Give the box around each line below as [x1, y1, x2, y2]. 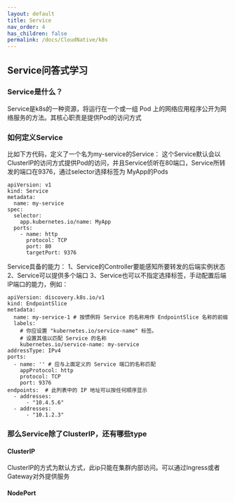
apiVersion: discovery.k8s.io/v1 [7, 294, 105, 301]
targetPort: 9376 [25, 249, 77, 257]
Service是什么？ [7, 87, 63, 97]
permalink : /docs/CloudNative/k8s [7, 37, 109, 44]
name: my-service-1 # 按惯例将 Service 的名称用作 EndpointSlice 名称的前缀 [13, 314, 228, 321]
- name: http [20, 231, 58, 238]
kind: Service [7, 188, 49, 195]
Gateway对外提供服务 [7, 472, 70, 480]
